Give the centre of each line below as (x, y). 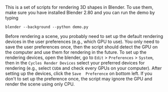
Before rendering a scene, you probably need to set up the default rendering (84, 36)
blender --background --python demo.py (47, 27)
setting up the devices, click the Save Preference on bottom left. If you (79, 73)
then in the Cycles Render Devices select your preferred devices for (75, 63)
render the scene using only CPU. (40, 84)
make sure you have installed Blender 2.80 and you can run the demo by (80, 12)
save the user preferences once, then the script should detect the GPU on (81, 47)
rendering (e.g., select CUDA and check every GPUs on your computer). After (83, 68)
